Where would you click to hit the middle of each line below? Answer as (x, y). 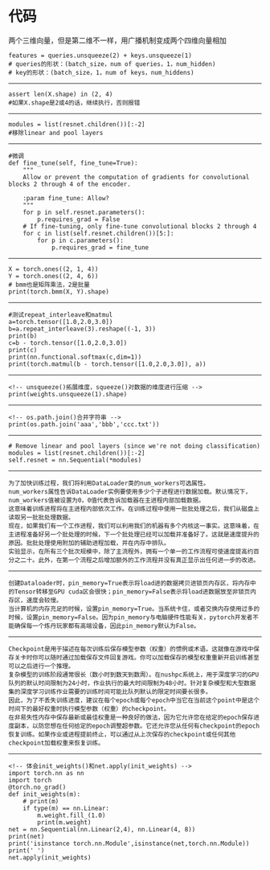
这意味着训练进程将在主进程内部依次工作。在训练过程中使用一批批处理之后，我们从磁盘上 (134, 509)
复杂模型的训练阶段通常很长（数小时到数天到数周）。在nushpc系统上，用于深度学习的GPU (134, 675)
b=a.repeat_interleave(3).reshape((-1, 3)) (82, 329)
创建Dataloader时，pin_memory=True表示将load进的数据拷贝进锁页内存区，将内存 (129, 583)
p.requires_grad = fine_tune (100, 247)
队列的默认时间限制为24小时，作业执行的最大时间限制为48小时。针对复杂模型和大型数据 (132, 683)
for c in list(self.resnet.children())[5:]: (98, 233)
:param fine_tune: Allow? (66, 198)
